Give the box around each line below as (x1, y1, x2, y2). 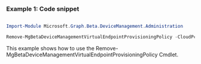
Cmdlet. (159, 51, 178, 58)
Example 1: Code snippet (6, 5, 80, 13)
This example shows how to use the (6, 45, 95, 52)
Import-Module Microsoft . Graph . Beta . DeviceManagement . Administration (6, 23, 184, 30)
